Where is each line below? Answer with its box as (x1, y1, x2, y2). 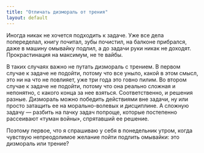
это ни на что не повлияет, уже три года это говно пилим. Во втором (6, 76, 187, 83)
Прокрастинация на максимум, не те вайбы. (6, 51, 123, 58)
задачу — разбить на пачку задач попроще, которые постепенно (6, 108, 178, 116)
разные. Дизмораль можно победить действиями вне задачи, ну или (6, 95, 189, 103)
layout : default (6, 15, 48, 21)
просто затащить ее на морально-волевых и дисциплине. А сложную (6, 102, 189, 109)
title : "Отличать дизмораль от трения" (6, 9, 108, 15)
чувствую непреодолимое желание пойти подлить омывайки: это (6, 133, 179, 141)
